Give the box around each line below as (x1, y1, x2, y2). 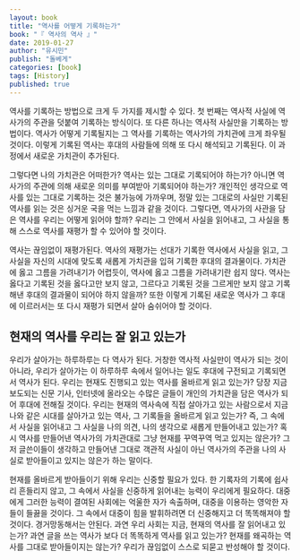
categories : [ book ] (9, 64, 82, 73)
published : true (9, 80, 70, 89)
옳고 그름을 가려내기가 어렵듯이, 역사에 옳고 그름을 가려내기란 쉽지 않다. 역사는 (18, 266, 291, 278)
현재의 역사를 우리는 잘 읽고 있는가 (9, 329, 186, 345)
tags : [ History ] (9, 72, 70, 81)
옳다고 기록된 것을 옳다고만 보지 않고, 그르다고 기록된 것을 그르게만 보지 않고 (9, 278, 275, 289)
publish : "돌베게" (9, 55, 73, 64)
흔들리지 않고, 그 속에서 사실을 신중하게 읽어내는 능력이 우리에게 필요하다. (18, 486, 275, 496)
